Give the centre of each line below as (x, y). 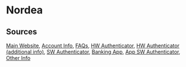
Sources (22, 32)
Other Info (18, 58)
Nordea (25, 10)
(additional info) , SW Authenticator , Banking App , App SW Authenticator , (93, 52)
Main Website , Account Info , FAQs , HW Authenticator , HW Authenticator (93, 45)
